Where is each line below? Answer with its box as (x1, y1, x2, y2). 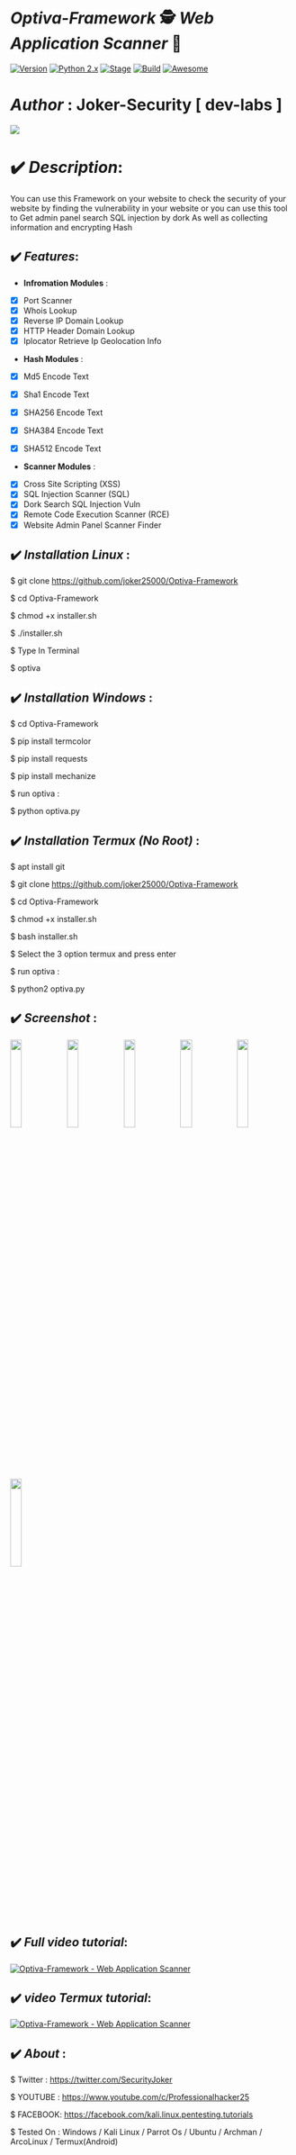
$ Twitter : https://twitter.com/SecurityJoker (10, 2074, 174, 2086)
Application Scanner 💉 (10, 33, 183, 54)
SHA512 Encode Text (22, 443, 102, 454)
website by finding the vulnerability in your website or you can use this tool (10, 203, 288, 213)
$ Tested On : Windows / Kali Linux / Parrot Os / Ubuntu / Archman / (10, 2127, 263, 2138)
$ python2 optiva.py (10, 983, 85, 994)
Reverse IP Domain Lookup (22, 315, 124, 326)
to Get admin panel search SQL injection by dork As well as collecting (10, 212, 268, 222)
